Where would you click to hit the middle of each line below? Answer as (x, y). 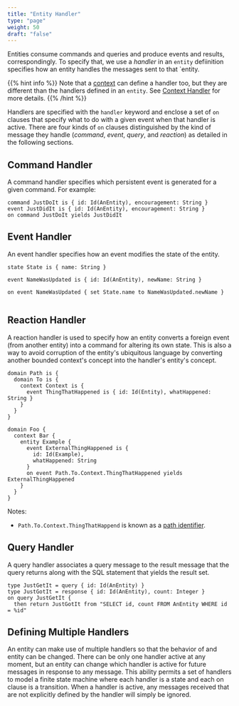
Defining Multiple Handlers (68, 632)
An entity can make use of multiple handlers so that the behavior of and (112, 649)
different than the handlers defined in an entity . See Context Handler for (114, 91)
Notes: (17, 511)
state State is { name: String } (57, 267)
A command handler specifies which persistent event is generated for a (112, 182)
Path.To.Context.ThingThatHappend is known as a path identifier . (112, 525)
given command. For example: (52, 190)
